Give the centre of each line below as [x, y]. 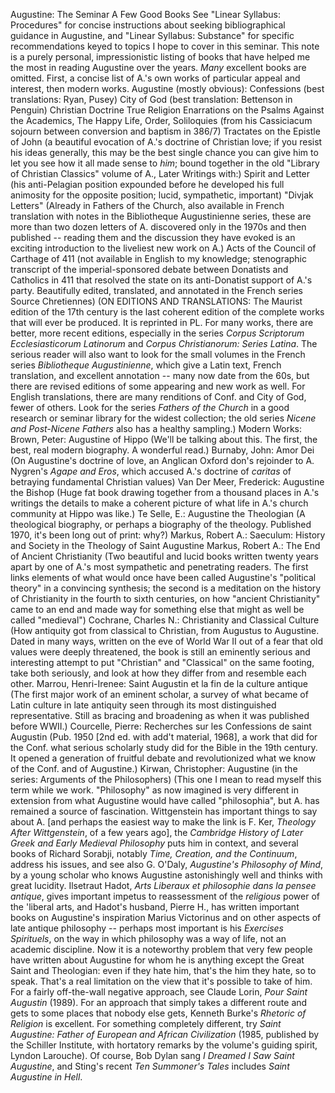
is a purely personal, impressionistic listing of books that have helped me [160, 57]
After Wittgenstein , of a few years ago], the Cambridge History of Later [157, 832]
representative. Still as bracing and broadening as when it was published [160, 715]
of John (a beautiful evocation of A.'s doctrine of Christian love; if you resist [166, 142]
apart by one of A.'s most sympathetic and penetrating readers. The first [159, 567]
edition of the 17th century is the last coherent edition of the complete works [167, 312]
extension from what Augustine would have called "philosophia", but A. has [165, 800]
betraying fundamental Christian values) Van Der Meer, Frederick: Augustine [167, 482]
